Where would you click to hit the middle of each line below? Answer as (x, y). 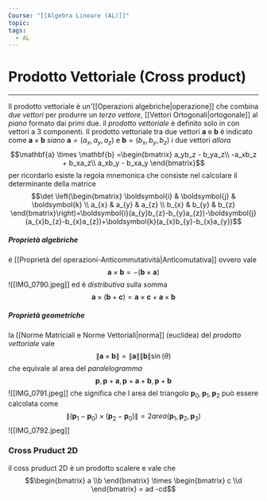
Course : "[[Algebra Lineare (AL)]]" (69, 15)
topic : (19, 23)
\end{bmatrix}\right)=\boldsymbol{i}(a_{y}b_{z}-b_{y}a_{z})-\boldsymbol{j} (133, 213)
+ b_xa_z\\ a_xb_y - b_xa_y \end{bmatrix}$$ (133, 163)
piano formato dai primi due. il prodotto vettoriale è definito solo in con (124, 123)
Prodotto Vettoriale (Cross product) (127, 77)
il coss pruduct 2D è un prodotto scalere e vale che (92, 468)
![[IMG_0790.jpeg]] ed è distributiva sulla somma (88, 284)
